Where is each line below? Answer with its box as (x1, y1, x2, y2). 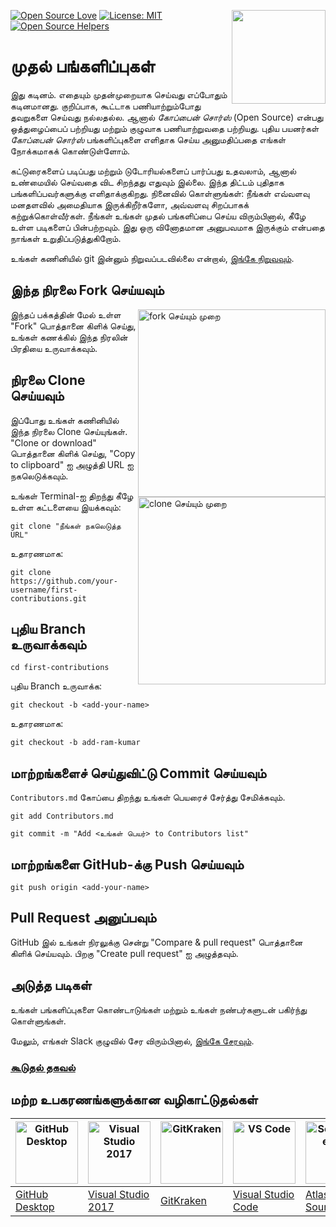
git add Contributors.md (10, 811, 114, 822)
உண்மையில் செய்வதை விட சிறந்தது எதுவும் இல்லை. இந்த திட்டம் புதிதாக (10, 176, 285, 188)
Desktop (15, 1200, 55, 1214)
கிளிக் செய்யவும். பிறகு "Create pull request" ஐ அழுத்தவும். (10, 947, 239, 959)
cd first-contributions (10, 663, 110, 673)
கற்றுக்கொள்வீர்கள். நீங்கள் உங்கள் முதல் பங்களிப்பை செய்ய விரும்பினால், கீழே (10, 210, 307, 222)
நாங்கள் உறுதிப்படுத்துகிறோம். (10, 232, 122, 244)
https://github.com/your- (10, 576, 118, 586)
